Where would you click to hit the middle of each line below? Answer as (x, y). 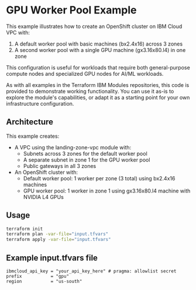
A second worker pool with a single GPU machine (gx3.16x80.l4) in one (100, 50)
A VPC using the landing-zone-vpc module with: (73, 147)
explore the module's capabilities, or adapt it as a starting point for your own (98, 97)
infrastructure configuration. (40, 103)
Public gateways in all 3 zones (60, 166)
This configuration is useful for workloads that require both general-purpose (98, 67)
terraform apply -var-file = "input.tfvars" (59, 240)
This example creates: (33, 136)
